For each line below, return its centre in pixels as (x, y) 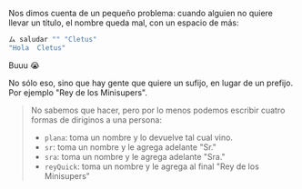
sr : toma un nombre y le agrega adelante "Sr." (131, 147)
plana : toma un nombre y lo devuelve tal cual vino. (139, 137)
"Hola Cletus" (37, 48)
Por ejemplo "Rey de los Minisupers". (78, 92)
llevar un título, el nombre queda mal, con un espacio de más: (124, 23)
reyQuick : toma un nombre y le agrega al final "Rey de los (152, 166)
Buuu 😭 (24, 65)
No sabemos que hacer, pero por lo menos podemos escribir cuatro (158, 110)
